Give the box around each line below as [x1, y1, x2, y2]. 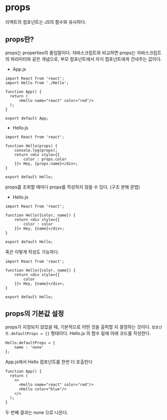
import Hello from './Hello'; [5, 80, 69, 85]
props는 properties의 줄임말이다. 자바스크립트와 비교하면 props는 [5, 50, 136, 56]
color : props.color [23, 157, 67, 162]
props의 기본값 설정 [5, 310, 64, 318]
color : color [23, 221, 53, 226]
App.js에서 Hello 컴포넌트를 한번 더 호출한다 [5, 359, 93, 365]
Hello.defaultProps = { [5, 340, 56, 346]
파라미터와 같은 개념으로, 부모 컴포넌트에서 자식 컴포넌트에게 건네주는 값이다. [10, 56, 162, 62]
